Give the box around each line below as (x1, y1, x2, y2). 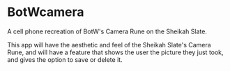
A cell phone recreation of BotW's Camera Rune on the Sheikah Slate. (7, 27, 208, 35)
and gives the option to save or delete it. (7, 55, 123, 63)
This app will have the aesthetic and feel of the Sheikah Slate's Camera (7, 40, 211, 49)
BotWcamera (7, 4, 84, 20)
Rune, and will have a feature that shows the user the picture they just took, (7, 48, 224, 56)
